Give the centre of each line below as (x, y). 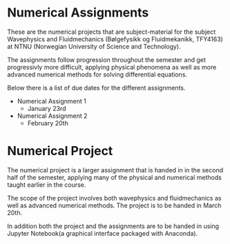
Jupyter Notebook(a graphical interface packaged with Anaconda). (103, 233)
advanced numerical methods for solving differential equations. (97, 74)
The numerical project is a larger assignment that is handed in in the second (115, 170)
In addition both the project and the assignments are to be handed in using (113, 226)
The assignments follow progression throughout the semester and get (106, 59)
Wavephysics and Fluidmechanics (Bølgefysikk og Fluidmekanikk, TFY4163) (115, 39)
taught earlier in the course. (47, 185)
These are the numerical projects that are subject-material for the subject (112, 32)
